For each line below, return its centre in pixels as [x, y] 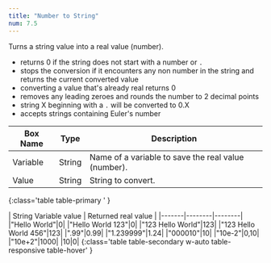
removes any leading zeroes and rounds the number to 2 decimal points [140, 96]
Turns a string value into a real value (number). [86, 46]
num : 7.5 [23, 23]
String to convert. [123, 180]
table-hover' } [70, 250]
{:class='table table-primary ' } [60, 200]
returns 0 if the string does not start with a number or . [111, 62]
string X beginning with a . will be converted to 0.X [104, 105]
